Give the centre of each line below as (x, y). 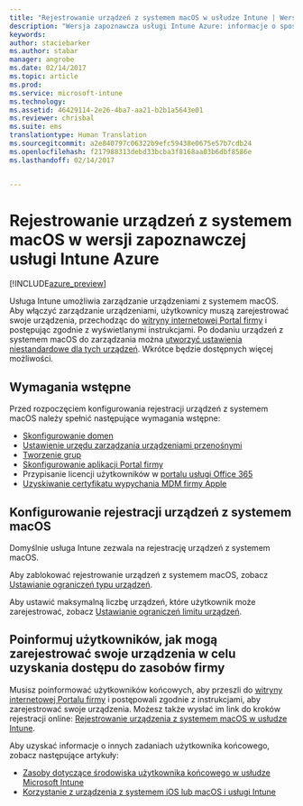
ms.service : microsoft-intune (66, 93)
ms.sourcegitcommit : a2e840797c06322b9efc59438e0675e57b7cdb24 (131, 143)
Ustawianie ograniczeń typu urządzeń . (81, 585)
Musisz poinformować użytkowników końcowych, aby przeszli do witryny (146, 690)
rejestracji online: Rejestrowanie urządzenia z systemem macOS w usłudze (148, 719)
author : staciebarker (50, 43)
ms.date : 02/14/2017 (48, 69)
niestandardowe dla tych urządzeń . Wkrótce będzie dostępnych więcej (141, 349)
